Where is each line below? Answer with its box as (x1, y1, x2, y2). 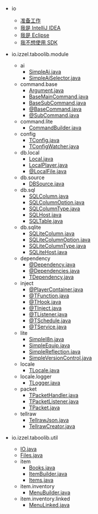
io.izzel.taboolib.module (11, 51, 69, 57)
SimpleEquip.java (28, 342, 71, 349)
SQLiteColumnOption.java (28, 237, 91, 243)
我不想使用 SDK (20, 39, 58, 46)
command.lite (20, 118, 53, 125)
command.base (20, 81, 58, 87)
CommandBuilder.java (28, 124, 82, 131)
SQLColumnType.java (28, 205, 80, 212)
